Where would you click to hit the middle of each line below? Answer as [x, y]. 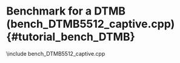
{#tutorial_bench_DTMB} [71, 37]
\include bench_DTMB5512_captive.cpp [56, 53]
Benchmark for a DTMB [66, 11]
